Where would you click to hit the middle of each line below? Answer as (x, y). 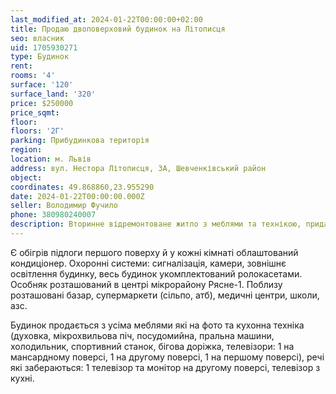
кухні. (22, 378)
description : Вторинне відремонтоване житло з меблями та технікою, (156, 224)
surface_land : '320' (53, 94)
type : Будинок (40, 57)
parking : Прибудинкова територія (80, 141)
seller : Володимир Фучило (64, 206)
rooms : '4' (33, 76)
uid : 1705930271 (44, 47)
